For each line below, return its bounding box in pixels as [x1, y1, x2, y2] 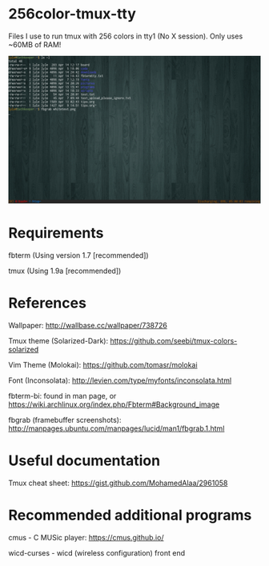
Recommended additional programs [8, 506, 252, 524]
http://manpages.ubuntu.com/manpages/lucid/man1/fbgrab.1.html [8, 423, 225, 433]
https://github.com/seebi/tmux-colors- [110, 336, 238, 346]
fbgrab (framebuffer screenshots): [8, 415, 122, 425]
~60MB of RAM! [8, 39, 62, 49]
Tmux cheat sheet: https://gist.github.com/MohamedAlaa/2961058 [8, 478, 228, 488]
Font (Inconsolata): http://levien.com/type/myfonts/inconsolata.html [8, 375, 232, 385]
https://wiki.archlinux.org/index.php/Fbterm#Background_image [8, 399, 220, 409]
